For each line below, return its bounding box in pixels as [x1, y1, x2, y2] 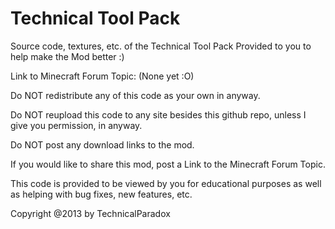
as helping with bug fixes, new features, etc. [10, 188, 193, 200]
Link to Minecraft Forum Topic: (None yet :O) [10, 70, 195, 82]
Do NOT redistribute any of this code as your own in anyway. [10, 89, 261, 101]
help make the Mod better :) [10, 50, 125, 62]
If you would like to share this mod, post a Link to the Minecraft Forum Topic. [10, 158, 326, 170]
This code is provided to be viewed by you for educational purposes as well [10, 177, 322, 189]
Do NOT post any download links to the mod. [10, 138, 195, 151]
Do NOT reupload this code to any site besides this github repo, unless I [10, 108, 307, 121]
